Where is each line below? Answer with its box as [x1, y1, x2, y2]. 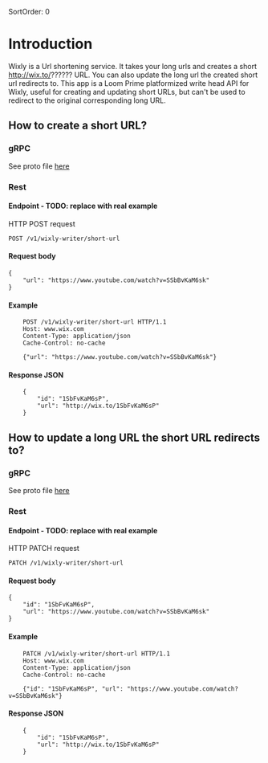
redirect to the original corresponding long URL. [8, 96, 166, 105]
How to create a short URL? [8, 119, 148, 133]
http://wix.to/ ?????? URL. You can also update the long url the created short [8, 70, 258, 80]
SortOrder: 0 [8, 7, 50, 16]
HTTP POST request [8, 218, 76, 228]
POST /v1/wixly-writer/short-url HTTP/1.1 [22, 318, 167, 326]
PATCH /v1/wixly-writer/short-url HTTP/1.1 [22, 650, 171, 658]
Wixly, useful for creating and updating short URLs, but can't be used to [8, 87, 246, 96]
